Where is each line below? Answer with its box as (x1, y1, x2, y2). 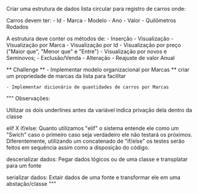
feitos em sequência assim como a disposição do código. (6, 144, 150, 151)
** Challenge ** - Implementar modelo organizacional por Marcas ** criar (6, 66, 190, 73)
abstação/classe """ (6, 180, 56, 187)
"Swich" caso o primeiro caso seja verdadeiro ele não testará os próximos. (6, 131, 193, 138)
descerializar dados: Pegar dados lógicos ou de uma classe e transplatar (6, 155, 188, 163)
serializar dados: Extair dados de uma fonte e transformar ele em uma (6, 174, 180, 181)
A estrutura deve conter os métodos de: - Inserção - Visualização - (6, 35, 174, 42)
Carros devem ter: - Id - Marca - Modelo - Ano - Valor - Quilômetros (6, 17, 177, 24)
